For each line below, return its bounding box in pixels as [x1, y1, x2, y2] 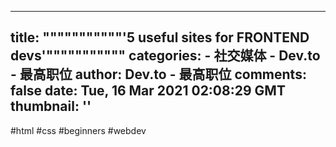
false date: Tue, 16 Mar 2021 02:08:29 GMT [10, 82, 286, 100]
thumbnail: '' [10, 98, 92, 115]
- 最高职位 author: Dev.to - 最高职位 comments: [10, 66, 307, 83]
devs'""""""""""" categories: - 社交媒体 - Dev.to [10, 47, 321, 65]
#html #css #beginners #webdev [10, 124, 147, 136]
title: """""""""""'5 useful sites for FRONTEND [10, 29, 310, 46]
